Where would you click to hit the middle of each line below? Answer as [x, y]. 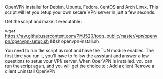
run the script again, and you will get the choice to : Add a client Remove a [80, 66]
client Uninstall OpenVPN [30, 71]
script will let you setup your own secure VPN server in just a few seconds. [80, 12]
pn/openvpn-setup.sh [27, 41]
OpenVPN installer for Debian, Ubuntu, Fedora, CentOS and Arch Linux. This [81, 7]
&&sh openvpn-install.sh [74, 41]
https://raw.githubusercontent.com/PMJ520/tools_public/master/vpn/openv [81, 36]
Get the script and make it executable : [44, 22]
